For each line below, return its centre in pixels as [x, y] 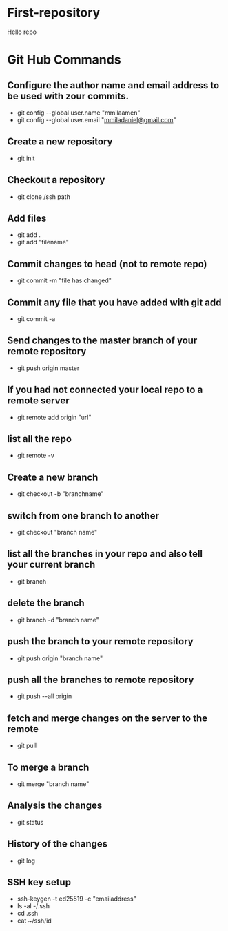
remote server [38, 401]
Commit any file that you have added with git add [114, 302]
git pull [27, 746]
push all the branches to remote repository [101, 679]
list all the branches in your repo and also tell [105, 554]
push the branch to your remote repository [101, 641]
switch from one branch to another [83, 516]
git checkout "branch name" [57, 532]
